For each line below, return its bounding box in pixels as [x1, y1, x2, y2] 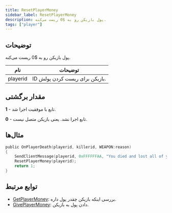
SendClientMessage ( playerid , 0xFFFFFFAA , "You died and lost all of [14, 154, 164, 159]
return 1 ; [14, 163, 36, 169]
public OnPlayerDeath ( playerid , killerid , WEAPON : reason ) [5, 144, 132, 150]
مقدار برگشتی [5, 93, 45, 101]
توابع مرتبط [5, 182, 37, 191]
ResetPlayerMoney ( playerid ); [14, 159, 77, 164]
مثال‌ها [5, 131, 24, 140]
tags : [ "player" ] [5, 22, 42, 27]
